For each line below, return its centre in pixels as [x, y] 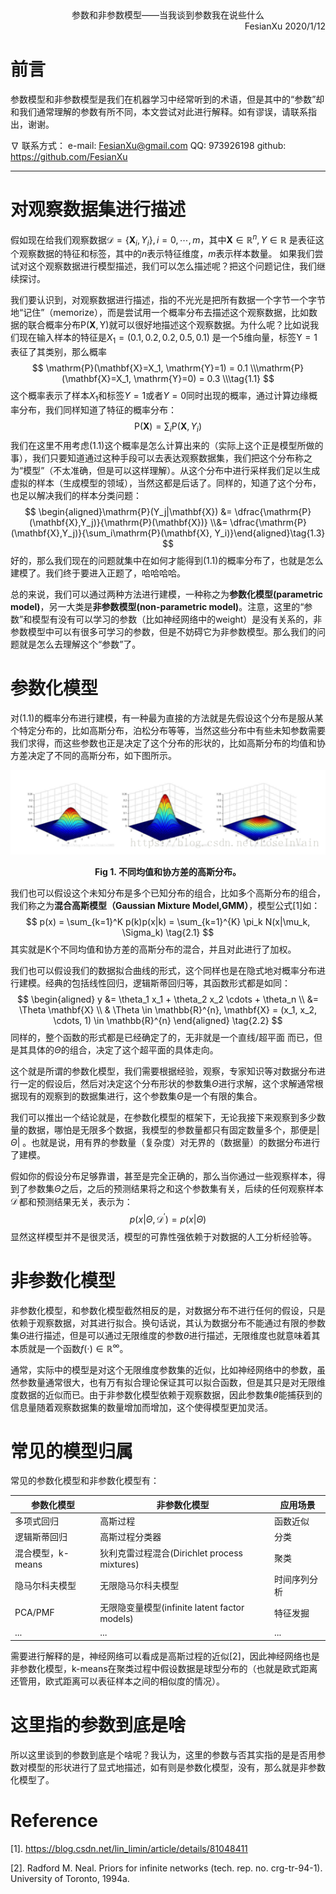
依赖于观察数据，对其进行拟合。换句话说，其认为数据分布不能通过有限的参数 [168, 1323]
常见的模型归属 [72, 1451]
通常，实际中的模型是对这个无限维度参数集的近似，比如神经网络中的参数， [163, 1369]
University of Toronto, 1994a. [70, 1878]
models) [116, 1619]
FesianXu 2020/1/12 [285, 26]
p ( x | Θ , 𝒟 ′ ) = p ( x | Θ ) [168, 1218]
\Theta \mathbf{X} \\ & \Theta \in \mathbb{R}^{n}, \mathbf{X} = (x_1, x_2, [168, 1009]
